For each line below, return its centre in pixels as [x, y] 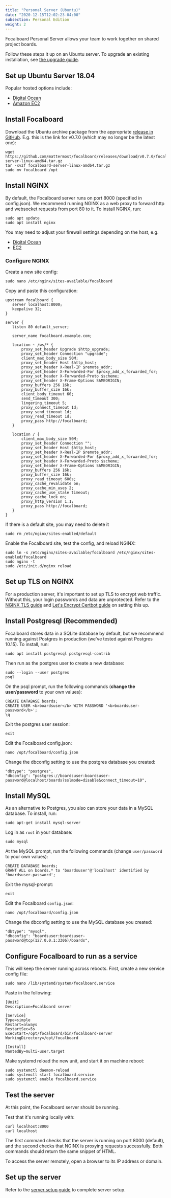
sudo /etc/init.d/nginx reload [38, 566]
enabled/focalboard [26, 557]
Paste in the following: [28, 993]
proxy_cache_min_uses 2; [47, 488]
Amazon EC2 [26, 103]
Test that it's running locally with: [40, 1117]
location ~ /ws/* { [33, 345]
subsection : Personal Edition [37, 19]
